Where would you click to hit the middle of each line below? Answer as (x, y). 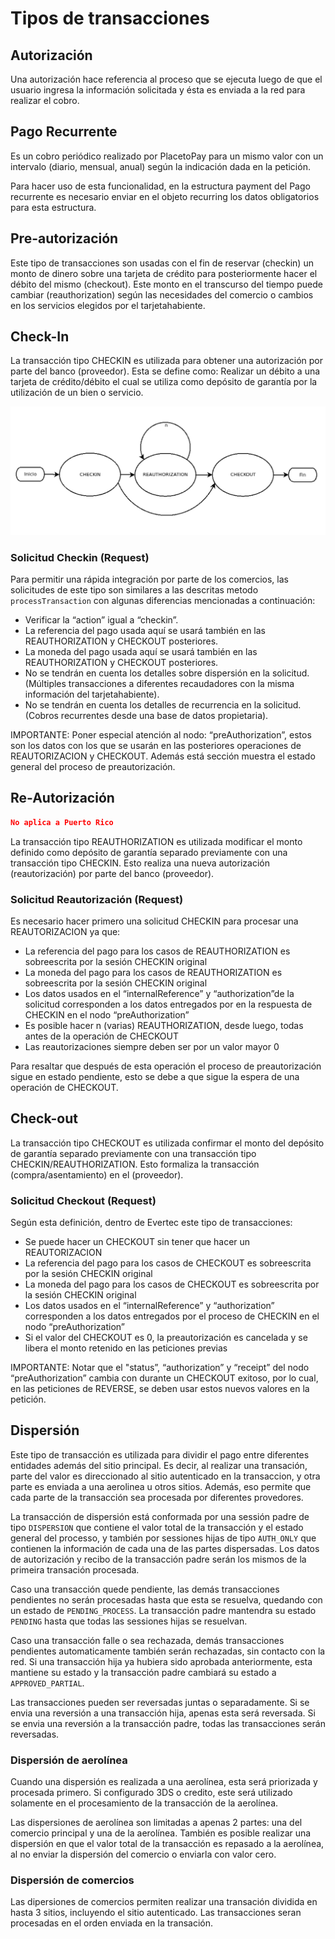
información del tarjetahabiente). (92, 694)
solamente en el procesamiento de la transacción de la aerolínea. (144, 1803)
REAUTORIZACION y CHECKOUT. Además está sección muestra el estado (163, 756)
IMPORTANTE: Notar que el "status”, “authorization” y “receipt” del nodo (160, 1368)
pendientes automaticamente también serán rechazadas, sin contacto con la (168, 1651)
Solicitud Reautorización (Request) (97, 899)
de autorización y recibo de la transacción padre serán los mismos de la (158, 1559)
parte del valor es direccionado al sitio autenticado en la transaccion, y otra (165, 1476)
